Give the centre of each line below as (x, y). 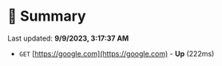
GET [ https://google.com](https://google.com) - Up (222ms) (117, 53)
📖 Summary (47, 16)
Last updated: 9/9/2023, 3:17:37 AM (68, 38)
